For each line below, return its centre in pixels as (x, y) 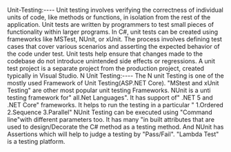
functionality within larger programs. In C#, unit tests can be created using (113, 32)
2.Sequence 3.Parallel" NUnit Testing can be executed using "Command (110, 112)
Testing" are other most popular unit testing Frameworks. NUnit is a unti (109, 90)
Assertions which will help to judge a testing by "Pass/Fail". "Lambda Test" (113, 134)
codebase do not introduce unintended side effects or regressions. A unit (111, 61)
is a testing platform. (36, 141)
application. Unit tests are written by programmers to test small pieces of (111, 24)
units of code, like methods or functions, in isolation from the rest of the (109, 17)
